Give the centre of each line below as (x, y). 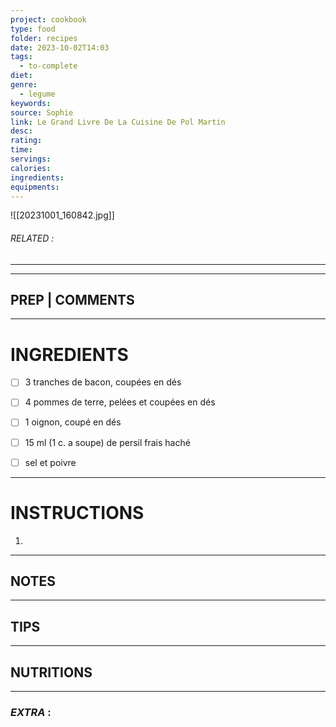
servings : (31, 159)
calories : (31, 168)
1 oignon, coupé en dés (73, 422)
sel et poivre (50, 462)
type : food (33, 29)
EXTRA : (31, 712)
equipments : (35, 187)
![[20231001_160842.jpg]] (62, 215)
